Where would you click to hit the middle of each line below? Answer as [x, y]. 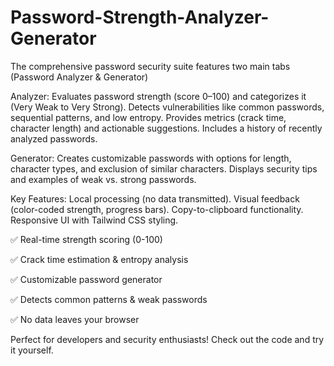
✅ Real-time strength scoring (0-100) [86, 239]
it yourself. [32, 350]
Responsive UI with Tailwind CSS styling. [94, 220]
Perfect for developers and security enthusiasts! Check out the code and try [167, 339]
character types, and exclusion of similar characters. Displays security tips [164, 168]
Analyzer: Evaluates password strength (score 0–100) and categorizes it [158, 96]
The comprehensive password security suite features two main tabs [150, 66]
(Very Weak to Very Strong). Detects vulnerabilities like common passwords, [167, 107]
